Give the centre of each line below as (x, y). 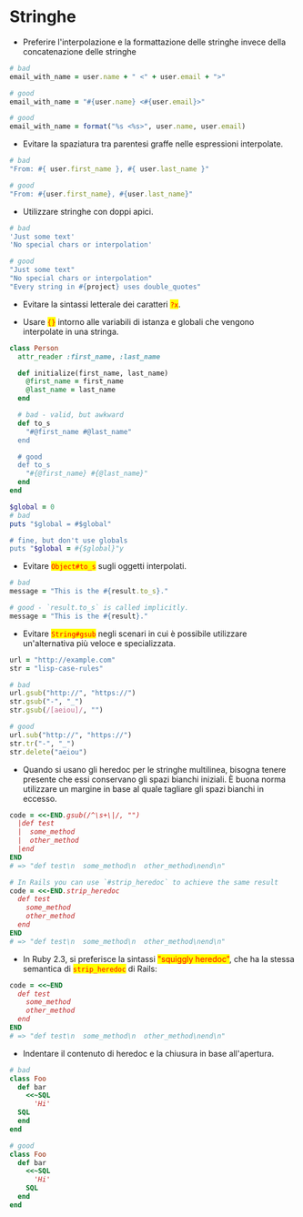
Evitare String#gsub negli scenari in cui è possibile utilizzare (135, 634)
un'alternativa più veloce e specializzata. (99, 643)
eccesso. (40, 798)
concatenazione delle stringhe (79, 51)
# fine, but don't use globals (69, 540)
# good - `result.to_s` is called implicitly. (99, 608)
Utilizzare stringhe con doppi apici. (88, 211)
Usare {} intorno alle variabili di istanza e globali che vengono (138, 321)
